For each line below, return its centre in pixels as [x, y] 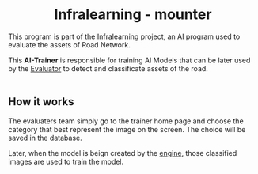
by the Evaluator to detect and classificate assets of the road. [108, 68]
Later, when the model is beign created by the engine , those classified [123, 153]
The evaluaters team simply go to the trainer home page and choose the [126, 121]
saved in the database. [45, 138]
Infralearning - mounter [133, 15]
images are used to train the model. [66, 161]
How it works [41, 102]
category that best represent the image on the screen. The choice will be [127, 129]
